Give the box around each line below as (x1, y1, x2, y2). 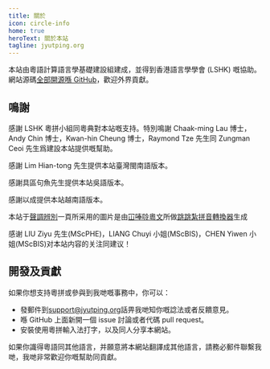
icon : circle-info (8, 19, 70, 27)
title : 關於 (8, 11, 46, 20)
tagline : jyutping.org (8, 42, 84, 50)
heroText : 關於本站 (8, 34, 69, 43)
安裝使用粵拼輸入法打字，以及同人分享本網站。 (19, 325, 175, 334)
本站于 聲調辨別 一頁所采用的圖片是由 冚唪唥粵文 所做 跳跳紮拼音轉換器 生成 (8, 211, 247, 221)
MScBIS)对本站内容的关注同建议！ (18, 239, 131, 248)
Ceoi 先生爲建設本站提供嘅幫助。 (8, 143, 118, 153)
